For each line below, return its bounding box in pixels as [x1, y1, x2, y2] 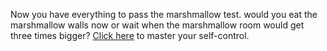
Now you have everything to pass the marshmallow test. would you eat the [10, 9, 318, 20]
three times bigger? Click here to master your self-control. [10, 30, 250, 41]
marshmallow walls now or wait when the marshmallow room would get [10, 19, 305, 31]
